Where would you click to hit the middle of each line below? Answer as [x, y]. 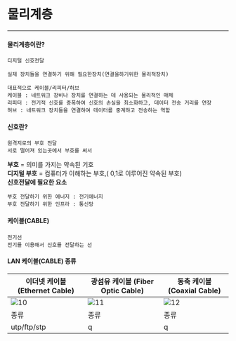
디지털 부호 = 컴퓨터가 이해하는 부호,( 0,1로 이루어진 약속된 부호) [95, 173]
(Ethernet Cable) [46, 290]
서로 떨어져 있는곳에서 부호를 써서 [50, 151]
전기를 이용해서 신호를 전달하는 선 [50, 245]
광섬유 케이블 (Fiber [123, 281]
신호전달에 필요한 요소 [37, 182]
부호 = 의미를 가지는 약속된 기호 [51, 165]
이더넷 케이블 [46, 281]
